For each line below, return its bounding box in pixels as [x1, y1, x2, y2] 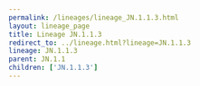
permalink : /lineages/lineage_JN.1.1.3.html [8, 13, 179, 22]
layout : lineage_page [8, 21, 90, 30]
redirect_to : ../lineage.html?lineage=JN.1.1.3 [8, 38, 192, 47]
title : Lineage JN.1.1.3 [8, 30, 102, 39]
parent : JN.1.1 [8, 55, 66, 64]
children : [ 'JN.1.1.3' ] [8, 64, 99, 73]
